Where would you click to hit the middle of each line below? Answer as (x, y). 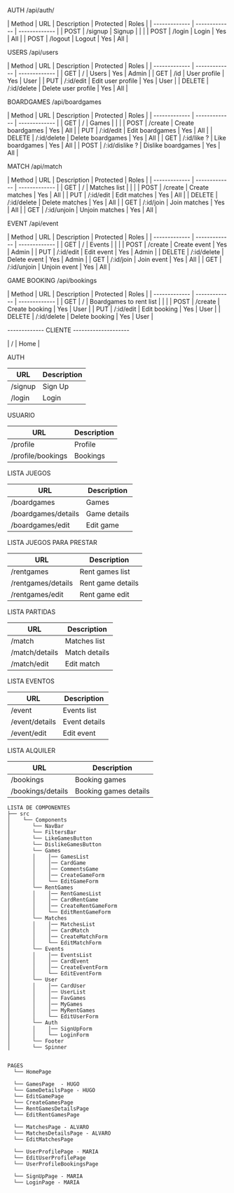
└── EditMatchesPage (43, 1140)
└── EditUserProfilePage (50, 1158)
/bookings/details (40, 791)
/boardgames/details (45, 514)
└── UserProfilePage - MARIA (56, 1152)
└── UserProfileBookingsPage (56, 1164)
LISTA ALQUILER (32, 750)
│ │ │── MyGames (45, 1004)
